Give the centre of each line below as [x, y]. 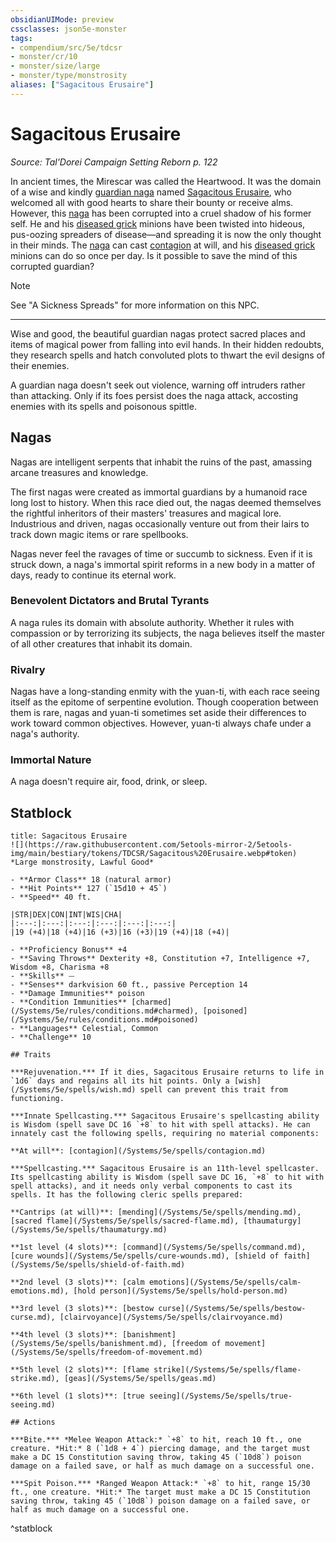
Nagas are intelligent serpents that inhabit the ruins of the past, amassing [161, 462]
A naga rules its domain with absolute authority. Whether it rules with [152, 622]
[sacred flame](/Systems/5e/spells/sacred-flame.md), [125, 1221]
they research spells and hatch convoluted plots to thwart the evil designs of [168, 355]
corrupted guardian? [52, 266]
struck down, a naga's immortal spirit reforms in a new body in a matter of [163, 564]
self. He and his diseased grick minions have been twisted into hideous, [158, 223]
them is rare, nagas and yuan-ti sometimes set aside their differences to [158, 713]
